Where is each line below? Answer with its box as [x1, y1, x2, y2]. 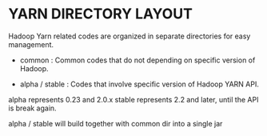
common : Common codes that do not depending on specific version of [19, 55, 256, 65]
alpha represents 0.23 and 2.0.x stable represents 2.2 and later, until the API [8, 94, 259, 104]
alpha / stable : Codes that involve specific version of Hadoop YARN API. [19, 79, 260, 89]
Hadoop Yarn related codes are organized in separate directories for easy [8, 31, 251, 41]
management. [8, 39, 54, 49]
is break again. [8, 103, 58, 113]
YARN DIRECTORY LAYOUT [8, 5, 193, 23]
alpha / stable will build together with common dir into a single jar [8, 118, 223, 128]
